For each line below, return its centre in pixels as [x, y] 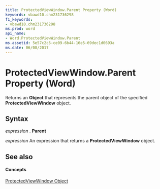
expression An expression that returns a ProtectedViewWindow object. [81, 141]
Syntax [17, 119]
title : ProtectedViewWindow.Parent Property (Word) [61, 10]
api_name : [16, 33]
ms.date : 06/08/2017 [27, 48]
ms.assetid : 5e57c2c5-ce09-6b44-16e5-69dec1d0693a [60, 43]
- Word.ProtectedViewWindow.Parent [43, 39]
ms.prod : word [20, 29]
